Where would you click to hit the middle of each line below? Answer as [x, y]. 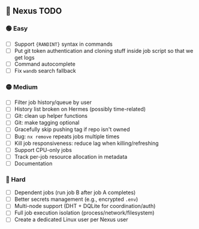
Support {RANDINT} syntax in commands [64, 44]
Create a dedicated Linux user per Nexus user [71, 219]
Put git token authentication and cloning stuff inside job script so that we [104, 50]
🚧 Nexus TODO [34, 11]
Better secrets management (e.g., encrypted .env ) [76, 200]
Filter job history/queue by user [53, 102]
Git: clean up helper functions [51, 116]
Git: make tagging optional [47, 123]
